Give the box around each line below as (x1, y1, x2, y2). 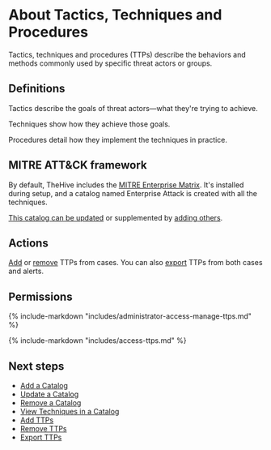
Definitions (8, 82, 66, 96)
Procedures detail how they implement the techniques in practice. (8, 135, 228, 144)
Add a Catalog (19, 381, 69, 390)
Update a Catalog (19, 389, 79, 399)
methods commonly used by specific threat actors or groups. (8, 58, 213, 68)
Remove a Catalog (19, 398, 82, 407)
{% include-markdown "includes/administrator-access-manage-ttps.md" (8, 311, 252, 321)
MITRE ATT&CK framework (8, 158, 147, 172)
